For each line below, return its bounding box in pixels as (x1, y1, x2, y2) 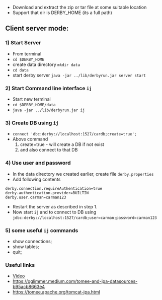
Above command (12, 136, 48, 142)
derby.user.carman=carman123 (5, 195, 66, 200)
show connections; (12, 238, 52, 244)
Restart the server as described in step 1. (12, 203, 98, 209)
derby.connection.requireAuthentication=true (5, 186, 102, 191)
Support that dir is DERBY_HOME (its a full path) (12, 10, 112, 16)
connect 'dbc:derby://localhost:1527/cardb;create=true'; (12, 132, 137, 137)
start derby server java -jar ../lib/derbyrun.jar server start (12, 72, 146, 78)
